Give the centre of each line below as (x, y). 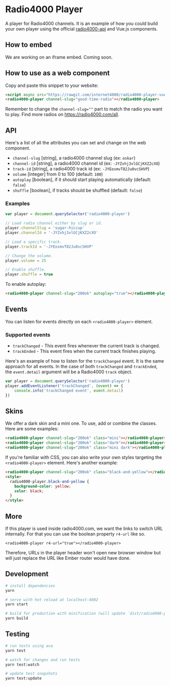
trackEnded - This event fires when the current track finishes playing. (84, 351)
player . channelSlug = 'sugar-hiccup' (45, 228)
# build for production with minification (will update (65, 614)
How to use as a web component (58, 73)
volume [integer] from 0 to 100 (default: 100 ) (58, 174)
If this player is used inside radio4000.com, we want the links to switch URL (84, 529)
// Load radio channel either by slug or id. (54, 223)
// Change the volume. (29, 256)
